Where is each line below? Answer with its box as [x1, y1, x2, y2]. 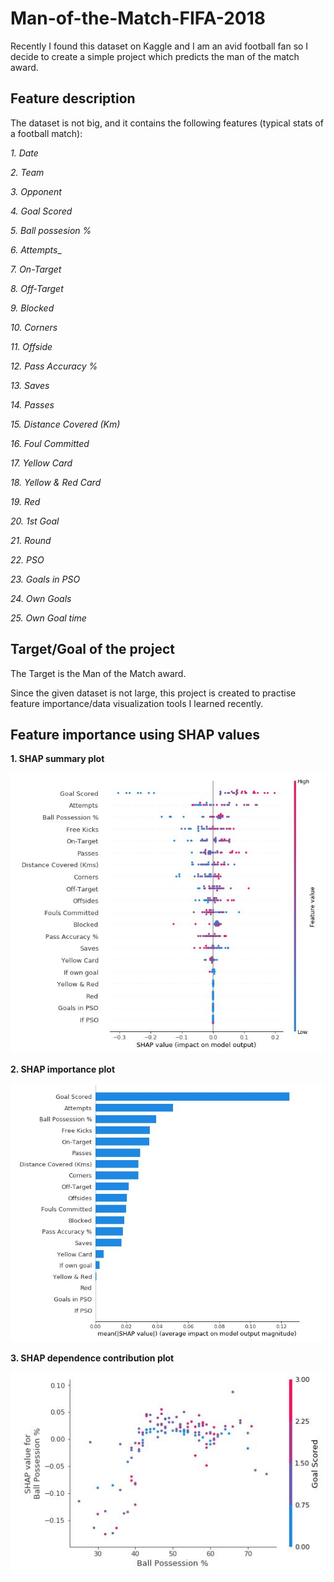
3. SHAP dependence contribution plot [10, 1352, 175, 1364]
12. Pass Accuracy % [10, 360, 98, 372]
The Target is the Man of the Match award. [10, 667, 187, 679]
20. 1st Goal [10, 515, 60, 527]
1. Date [10, 147, 39, 159]
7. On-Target [10, 263, 62, 275]
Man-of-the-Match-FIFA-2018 [10, 7, 267, 30]
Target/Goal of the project [10, 641, 175, 658]
